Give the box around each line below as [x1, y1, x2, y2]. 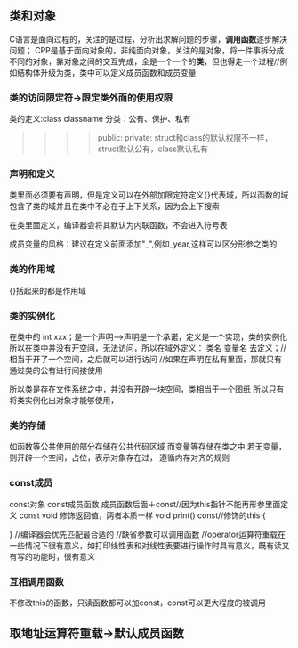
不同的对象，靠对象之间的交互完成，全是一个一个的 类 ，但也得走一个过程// [9, 56, 280, 67]
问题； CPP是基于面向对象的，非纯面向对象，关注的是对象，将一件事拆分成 [9, 45, 285, 55]
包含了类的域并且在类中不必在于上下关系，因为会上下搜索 [9, 201, 220, 212]
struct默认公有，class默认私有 [97, 143, 209, 154]
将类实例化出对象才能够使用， [9, 395, 118, 405]
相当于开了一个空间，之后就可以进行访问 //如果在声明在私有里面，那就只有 [9, 354, 283, 364]
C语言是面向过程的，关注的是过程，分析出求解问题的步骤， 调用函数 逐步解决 [9, 34, 288, 45]
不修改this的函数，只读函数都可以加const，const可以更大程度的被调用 [9, 597, 266, 608]
